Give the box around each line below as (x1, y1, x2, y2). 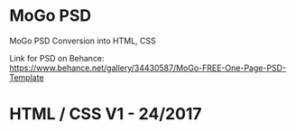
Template (9, 71, 44, 82)
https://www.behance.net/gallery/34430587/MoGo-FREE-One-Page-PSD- (9, 62, 287, 73)
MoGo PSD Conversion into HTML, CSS (9, 35, 156, 46)
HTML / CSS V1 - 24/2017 (9, 104, 202, 125)
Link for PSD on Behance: (9, 52, 106, 63)
